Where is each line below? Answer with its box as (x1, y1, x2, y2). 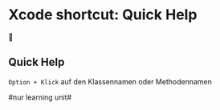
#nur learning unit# (8, 92, 72, 102)
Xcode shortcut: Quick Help (8, 6, 198, 24)
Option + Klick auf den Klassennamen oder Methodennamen (8, 76, 213, 86)
